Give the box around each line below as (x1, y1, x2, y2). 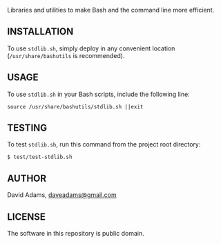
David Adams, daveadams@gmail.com (7, 191, 117, 199)
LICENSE (7, 211, 46, 223)
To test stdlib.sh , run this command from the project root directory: (7, 140, 201, 149)
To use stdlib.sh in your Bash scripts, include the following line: (7, 90, 190, 98)
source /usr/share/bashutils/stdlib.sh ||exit (7, 103, 144, 110)
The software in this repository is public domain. (7, 229, 145, 238)
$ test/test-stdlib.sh (7, 153, 73, 161)
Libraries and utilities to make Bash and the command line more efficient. (7, 6, 215, 14)
